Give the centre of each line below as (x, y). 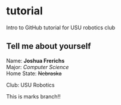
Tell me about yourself (49, 46)
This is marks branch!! (33, 96)
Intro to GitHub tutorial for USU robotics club (61, 27)
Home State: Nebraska (34, 73)
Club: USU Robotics (30, 85)
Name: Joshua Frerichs (35, 60)
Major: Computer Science (38, 67)
